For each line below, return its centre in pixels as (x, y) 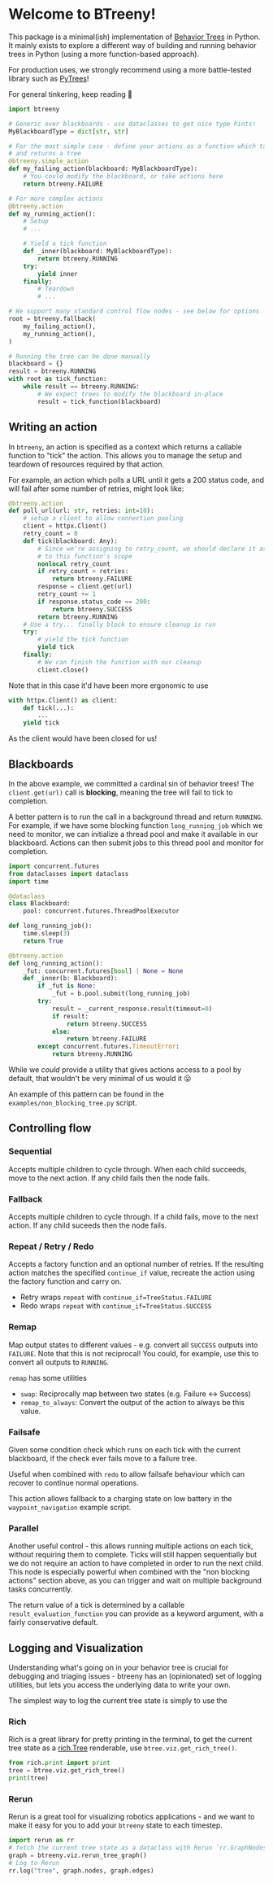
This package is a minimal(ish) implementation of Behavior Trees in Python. (134, 37)
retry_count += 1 (67, 594)
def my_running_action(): (52, 214)
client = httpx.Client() (65, 526)
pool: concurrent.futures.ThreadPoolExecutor (102, 911)
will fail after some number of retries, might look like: (96, 488)
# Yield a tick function (65, 244)
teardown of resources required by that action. (87, 464)
